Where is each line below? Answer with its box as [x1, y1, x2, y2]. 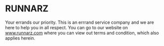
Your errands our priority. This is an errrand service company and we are [5, 19, 155, 25]
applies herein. [5, 35, 36, 41]
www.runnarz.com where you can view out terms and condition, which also [5, 30, 160, 36]
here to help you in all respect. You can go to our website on [5, 24, 128, 30]
